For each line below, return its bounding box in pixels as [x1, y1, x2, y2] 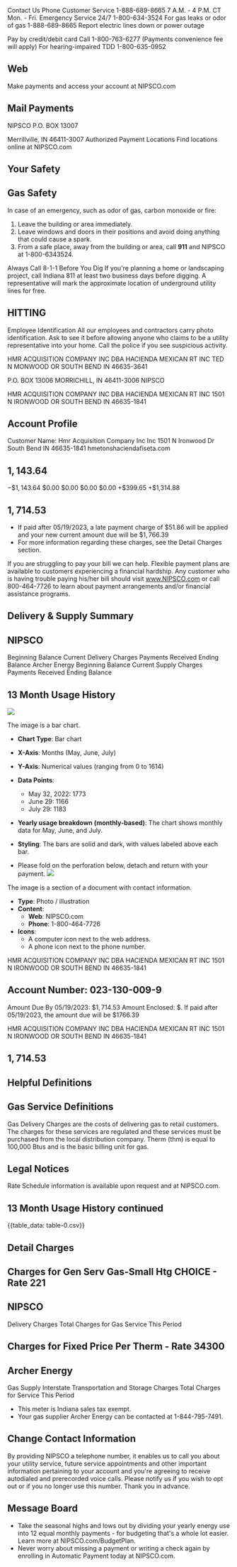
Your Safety [7, 163, 61, 175]
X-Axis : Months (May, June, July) [17, 748, 117, 757]
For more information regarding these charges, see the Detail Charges [17, 538, 222, 547]
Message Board [7, 1502, 78, 1514]
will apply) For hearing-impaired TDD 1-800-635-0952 [7, 43, 166, 50]
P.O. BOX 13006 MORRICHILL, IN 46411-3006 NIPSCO [7, 376, 165, 384]
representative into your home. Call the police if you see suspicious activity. [7, 341, 228, 349]
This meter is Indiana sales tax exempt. [17, 1404, 132, 1413]
